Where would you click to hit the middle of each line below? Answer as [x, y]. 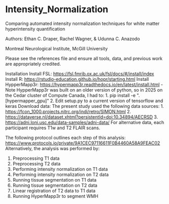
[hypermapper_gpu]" [27, 101]
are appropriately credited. [33, 64]
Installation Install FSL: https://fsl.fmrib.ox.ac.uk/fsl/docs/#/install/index [80, 74]
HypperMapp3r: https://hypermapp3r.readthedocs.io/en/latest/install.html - [84, 84]
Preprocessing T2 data [37, 163]
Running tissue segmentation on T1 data [55, 180]
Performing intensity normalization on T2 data [61, 174]
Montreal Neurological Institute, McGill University [57, 48]
